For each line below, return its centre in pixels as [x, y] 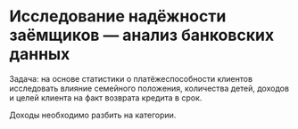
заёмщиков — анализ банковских [142, 35]
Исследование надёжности [118, 16]
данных [40, 54]
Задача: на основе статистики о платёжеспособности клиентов [131, 78]
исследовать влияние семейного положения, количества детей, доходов [149, 88]
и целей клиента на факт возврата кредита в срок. [106, 97]
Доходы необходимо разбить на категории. [93, 115]
